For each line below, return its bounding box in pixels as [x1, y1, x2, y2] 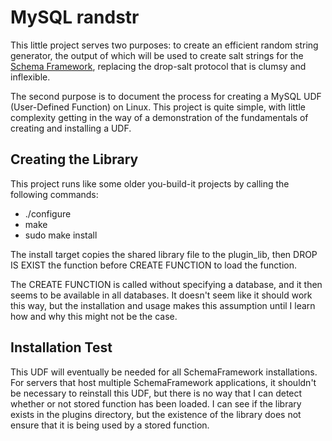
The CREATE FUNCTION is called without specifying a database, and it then [10, 278, 323, 290]
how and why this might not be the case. [10, 310, 178, 322]
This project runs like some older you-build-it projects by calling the [10, 177, 290, 190]
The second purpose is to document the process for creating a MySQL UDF [10, 90, 322, 102]
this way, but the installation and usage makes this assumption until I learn [10, 299, 316, 311]
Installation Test [10, 339, 113, 356]
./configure [24, 207, 72, 220]
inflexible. [10, 71, 51, 83]
